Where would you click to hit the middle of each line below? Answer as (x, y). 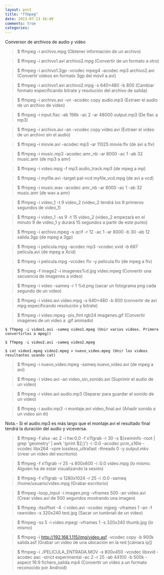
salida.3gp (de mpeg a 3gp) (45, 237)
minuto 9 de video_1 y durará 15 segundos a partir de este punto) (82, 222)
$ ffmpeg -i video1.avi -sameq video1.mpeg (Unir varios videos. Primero (82, 330)
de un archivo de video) (41, 105)
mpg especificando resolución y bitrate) (57, 306)
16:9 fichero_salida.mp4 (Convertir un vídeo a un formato (90, 562)
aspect (24, 562)
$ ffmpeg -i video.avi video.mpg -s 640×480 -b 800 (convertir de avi (87, 301)
